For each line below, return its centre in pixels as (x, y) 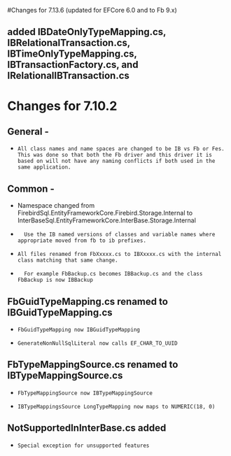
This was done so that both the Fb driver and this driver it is (114, 155)
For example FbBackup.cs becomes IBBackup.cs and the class (113, 274)
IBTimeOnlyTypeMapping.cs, (72, 54)
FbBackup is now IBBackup (55, 280)
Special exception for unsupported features (83, 446)
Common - (31, 188)
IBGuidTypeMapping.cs (60, 312)
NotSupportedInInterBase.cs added (87, 428)
